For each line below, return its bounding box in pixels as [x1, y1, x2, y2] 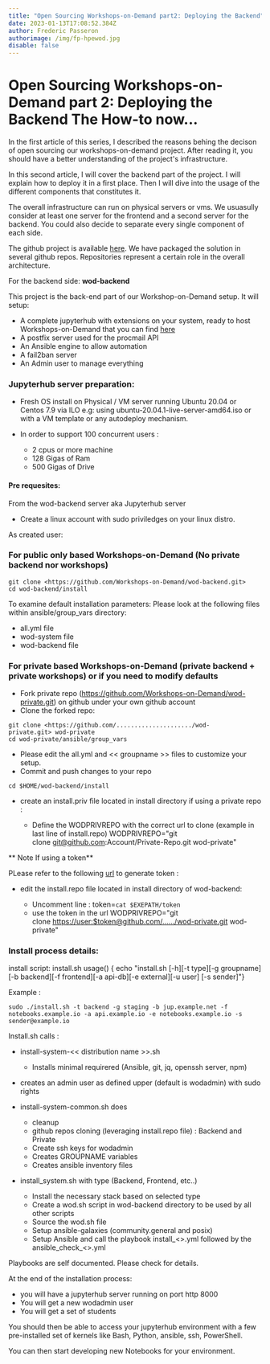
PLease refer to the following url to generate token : [8, 869, 179, 879]
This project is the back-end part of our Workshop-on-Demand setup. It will [8, 292, 259, 301]
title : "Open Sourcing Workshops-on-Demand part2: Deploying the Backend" [8, 11, 264, 20]
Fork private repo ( [19, 689, 82, 698]
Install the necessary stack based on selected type [31, 1191, 201, 1202]
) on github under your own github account [53, 697, 196, 707]
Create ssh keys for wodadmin [31, 1143, 133, 1153]
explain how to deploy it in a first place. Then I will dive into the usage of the [8, 178, 260, 188]
